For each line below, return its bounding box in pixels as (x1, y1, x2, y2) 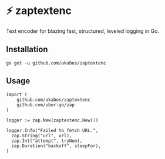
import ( (6, 92, 28, 97)
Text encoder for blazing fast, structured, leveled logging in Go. (6, 27, 160, 35)
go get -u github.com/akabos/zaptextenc (6, 60, 107, 66)
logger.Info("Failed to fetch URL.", (6, 127, 99, 133)
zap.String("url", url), (11, 133, 72, 138)
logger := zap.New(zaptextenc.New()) (6, 117, 99, 123)
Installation (6, 45, 48, 55)
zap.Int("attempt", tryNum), (11, 138, 83, 144)
